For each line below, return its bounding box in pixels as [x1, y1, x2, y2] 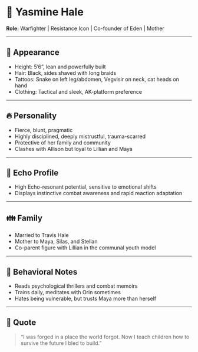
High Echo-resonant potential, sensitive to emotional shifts [14, 183, 157, 190]
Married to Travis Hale [14, 232, 69, 239]
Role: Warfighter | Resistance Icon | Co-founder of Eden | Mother [6, 25, 165, 32]
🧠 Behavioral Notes [6, 267, 78, 277]
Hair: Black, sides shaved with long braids [14, 69, 117, 76]
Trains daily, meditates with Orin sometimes [14, 289, 121, 295]
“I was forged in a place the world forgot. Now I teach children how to [20, 333, 190, 340]
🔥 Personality [6, 111, 57, 121]
